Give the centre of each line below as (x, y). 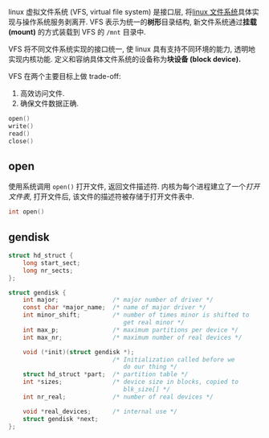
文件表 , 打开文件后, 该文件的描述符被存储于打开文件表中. (101, 196)
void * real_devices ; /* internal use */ (100, 411)
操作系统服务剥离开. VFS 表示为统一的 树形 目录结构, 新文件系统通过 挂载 (139, 22)
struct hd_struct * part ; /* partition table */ (106, 374)
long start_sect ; (52, 263)
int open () (26, 212)
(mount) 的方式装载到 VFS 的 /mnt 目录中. (77, 32)
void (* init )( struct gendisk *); (79, 352)
